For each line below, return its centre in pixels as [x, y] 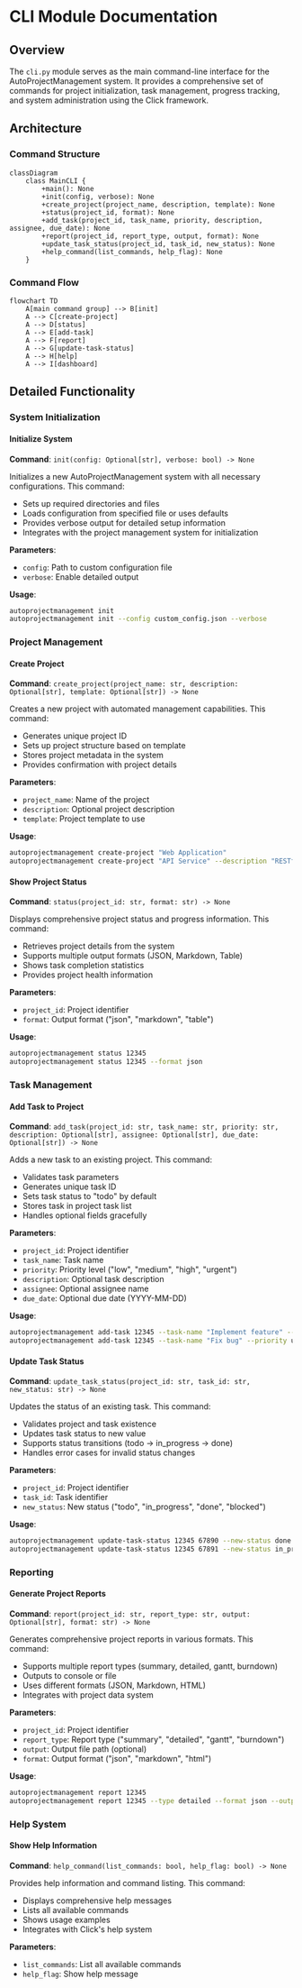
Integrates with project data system [88, 1695]
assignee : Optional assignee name [85, 1289]
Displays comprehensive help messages [97, 1901]
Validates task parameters [71, 1177]
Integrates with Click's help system [87, 1929]
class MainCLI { [56, 181]
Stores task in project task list [77, 1206]
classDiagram [34, 173]
